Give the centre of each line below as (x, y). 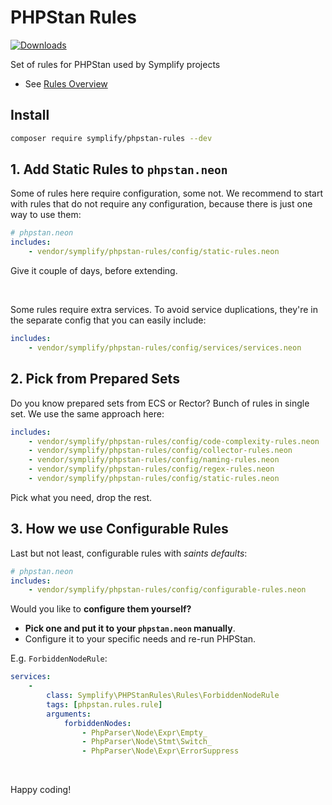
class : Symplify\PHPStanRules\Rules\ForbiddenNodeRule (163, 696)
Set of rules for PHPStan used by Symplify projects (115, 64)
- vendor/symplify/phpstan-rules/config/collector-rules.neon (160, 451)
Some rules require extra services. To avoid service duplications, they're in (164, 310)
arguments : (69, 714)
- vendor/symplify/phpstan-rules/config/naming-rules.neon (154, 460)
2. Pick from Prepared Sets (95, 379)
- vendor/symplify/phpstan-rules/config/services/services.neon (165, 347)
